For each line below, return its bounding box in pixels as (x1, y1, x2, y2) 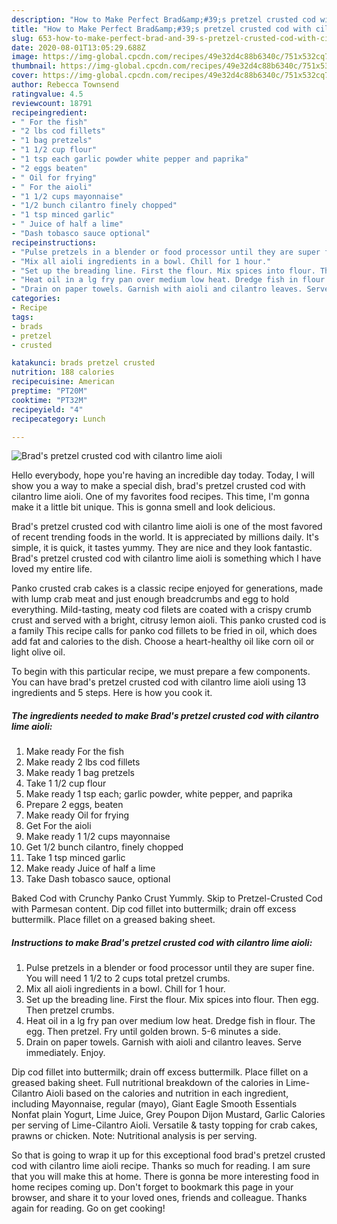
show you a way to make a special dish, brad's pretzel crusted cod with (11, 480, 306, 492)
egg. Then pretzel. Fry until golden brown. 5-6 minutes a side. (25, 1026, 281, 1038)
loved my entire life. (11, 563, 93, 575)
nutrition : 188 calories (11, 367, 115, 378)
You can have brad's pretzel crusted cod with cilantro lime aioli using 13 (11, 676, 307, 688)
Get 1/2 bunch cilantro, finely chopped (25, 841, 184, 853)
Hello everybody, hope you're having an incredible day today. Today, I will (11, 469, 315, 481)
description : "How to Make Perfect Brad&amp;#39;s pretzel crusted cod (11, 14, 316, 25)
